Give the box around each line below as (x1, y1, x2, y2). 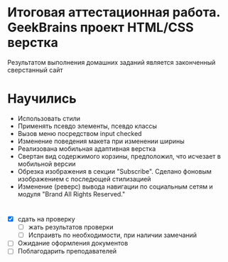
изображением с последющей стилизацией (17, 174, 151, 183)
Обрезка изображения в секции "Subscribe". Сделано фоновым (17, 167, 212, 175)
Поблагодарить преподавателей (17, 247, 117, 256)
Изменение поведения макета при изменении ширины (17, 137, 185, 145)
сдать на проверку (17, 215, 76, 224)
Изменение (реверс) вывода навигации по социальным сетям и (17, 182, 213, 191)
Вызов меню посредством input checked (17, 129, 142, 137)
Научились (7, 90, 77, 107)
